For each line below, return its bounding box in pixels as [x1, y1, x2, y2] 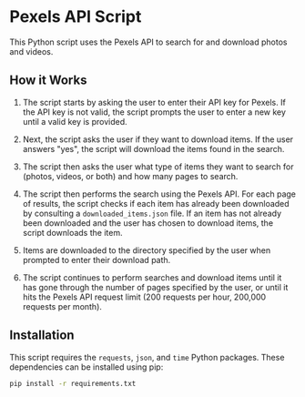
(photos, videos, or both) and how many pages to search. [22, 170, 239, 181]
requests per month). [22, 300, 103, 311]
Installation [9, 328, 75, 343]
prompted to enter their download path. [22, 254, 171, 265]
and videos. [9, 46, 54, 56]
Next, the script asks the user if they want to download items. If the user [22, 134, 294, 145]
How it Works [9, 73, 87, 88]
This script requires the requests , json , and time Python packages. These [9, 351, 285, 362]
